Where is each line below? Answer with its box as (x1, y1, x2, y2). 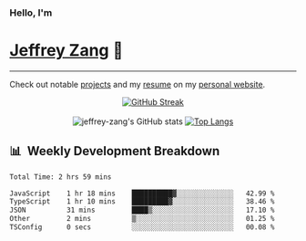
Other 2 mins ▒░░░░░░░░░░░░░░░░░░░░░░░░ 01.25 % (9, 215, 275, 224)
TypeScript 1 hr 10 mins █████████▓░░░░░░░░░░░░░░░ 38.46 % (9, 197, 275, 206)
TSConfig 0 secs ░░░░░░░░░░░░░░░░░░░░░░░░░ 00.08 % (9, 223, 275, 232)
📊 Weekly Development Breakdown (9, 143, 220, 159)
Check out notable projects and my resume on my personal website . (9, 79, 266, 89)
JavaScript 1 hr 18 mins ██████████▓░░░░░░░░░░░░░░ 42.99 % (9, 189, 275, 198)
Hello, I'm (9, 6, 53, 19)
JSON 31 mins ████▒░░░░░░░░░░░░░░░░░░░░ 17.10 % (9, 205, 275, 215)
